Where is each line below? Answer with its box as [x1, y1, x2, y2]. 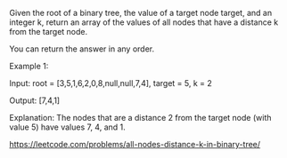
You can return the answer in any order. [9, 43, 154, 54]
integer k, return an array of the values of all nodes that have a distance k [9, 17, 279, 28]
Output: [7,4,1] [9, 95, 61, 106]
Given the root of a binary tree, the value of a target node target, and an [9, 8, 273, 18]
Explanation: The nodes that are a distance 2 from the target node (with [9, 113, 272, 122]
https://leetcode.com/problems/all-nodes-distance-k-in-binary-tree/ [9, 139, 261, 149]
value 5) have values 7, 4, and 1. [9, 122, 127, 132]
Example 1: [9, 61, 49, 71]
